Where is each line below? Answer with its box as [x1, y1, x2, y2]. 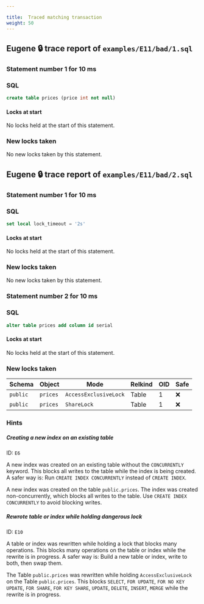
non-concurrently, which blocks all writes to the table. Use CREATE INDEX [6, 492, 188, 500]
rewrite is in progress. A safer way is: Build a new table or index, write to [6, 553, 188, 560]
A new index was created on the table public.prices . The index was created [6, 486, 199, 493]
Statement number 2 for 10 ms [6, 292, 98, 300]
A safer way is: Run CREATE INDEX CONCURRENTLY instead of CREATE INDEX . [6, 474, 187, 481]
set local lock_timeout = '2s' [6, 221, 86, 227]
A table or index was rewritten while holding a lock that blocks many [6, 540, 177, 547]
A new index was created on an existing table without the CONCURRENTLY [6, 460, 184, 468]
